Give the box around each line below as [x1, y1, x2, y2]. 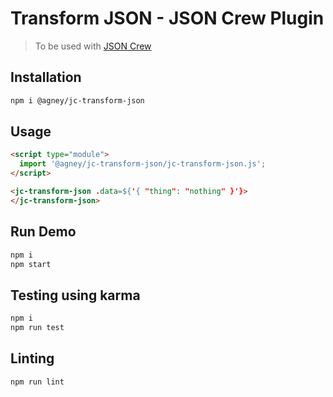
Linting [10, 350, 55, 367]
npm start [10, 259, 52, 269]
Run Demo [10, 223, 77, 241]
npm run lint [10, 377, 65, 387]
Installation [10, 69, 82, 86]
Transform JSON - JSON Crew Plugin [10, 7, 325, 30]
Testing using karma [10, 287, 141, 304]
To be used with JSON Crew [34, 40, 152, 52]
